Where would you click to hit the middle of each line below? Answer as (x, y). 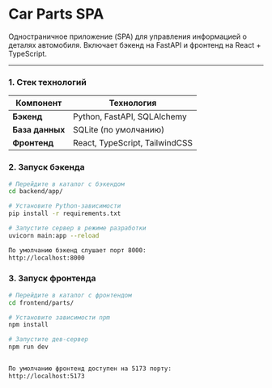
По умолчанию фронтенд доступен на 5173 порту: (90, 369)
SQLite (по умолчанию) (119, 130)
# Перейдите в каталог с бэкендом (67, 184)
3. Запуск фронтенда (52, 278)
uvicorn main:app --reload (54, 235)
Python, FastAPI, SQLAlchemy (130, 116)
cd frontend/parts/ (41, 303)
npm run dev (28, 347)
